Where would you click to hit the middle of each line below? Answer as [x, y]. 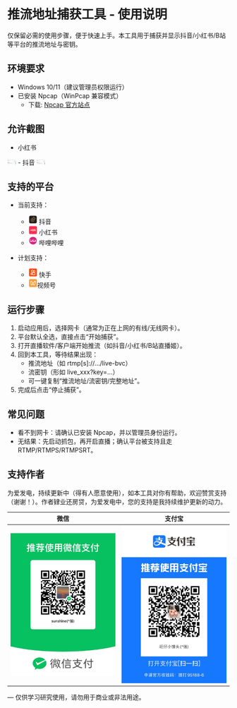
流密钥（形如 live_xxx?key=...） [73, 372]
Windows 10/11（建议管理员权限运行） [73, 87]
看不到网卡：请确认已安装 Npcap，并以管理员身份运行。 [99, 432]
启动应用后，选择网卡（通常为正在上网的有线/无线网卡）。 [101, 328]
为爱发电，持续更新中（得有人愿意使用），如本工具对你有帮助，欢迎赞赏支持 [117, 493]
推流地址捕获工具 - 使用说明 [87, 14]
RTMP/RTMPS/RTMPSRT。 [57, 450]
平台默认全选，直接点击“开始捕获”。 [70, 337]
